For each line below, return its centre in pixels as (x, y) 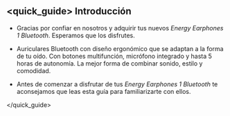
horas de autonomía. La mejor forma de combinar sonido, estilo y (109, 63)
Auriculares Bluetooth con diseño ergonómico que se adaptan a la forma (120, 48)
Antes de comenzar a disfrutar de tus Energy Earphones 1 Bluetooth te (117, 84)
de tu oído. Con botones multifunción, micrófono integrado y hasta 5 (114, 56)
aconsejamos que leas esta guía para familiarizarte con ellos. (104, 91)
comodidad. (34, 70)
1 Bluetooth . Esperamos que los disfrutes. (76, 35)
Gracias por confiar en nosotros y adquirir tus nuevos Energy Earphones (120, 28)
